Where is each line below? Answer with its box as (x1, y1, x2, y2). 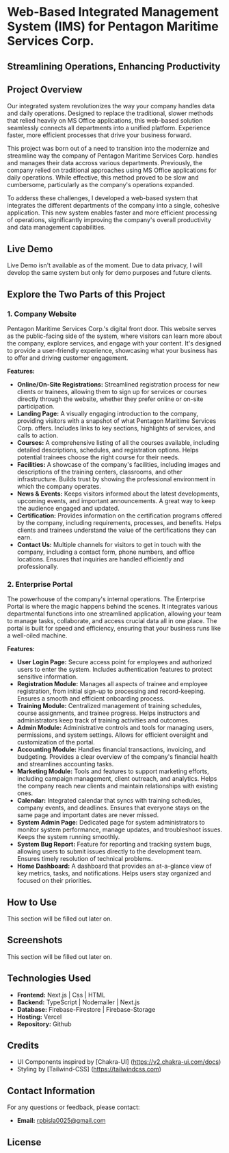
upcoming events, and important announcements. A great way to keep (16, 496, 216, 505)
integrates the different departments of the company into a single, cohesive (7, 202, 220, 210)
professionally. (16, 562, 59, 570)
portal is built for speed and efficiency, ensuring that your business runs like (7, 624, 221, 633)
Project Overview (7, 84, 83, 95)
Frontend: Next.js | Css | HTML (16, 991, 106, 999)
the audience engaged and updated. (16, 504, 120, 512)
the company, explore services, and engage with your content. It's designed (7, 339, 221, 347)
